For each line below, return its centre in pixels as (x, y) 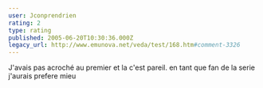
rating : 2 (25, 23)
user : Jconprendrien (43, 15)
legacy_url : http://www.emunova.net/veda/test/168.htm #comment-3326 (124, 45)
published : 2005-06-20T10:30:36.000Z (71, 38)
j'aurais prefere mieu (42, 76)
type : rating (30, 30)
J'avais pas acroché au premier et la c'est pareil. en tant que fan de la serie (131, 67)
